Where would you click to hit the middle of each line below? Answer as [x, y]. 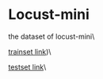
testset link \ [27, 67]
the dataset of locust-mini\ [51, 36]
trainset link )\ [30, 51]
